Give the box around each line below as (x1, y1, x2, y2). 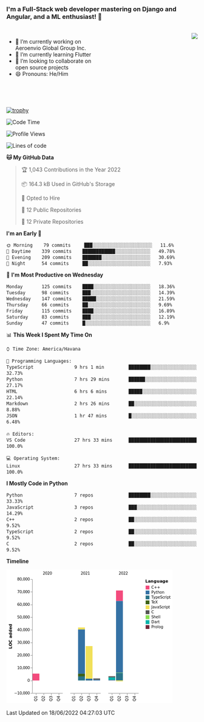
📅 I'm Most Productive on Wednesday (6, 271, 103, 278)
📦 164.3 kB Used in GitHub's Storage (21, 180, 115, 188)
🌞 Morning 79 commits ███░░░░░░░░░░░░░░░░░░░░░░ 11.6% (6, 242, 174, 249)
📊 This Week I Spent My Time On (6, 331, 92, 339)
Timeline (6, 558, 29, 565)
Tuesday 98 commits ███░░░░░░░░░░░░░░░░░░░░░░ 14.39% (6, 290, 175, 296)
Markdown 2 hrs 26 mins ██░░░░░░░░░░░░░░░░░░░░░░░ (6, 401, 197, 407)
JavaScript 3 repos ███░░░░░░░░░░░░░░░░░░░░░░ (6, 504, 197, 511)
